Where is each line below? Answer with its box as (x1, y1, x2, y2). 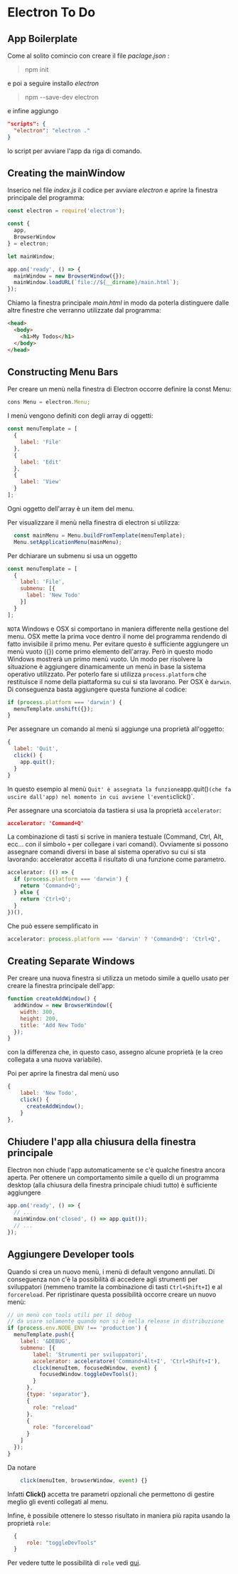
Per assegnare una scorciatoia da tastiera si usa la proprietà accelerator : (7, 806, 222, 814)
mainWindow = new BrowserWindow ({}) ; (13, 272, 126, 280)
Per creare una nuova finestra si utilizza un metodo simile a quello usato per (7, 974, 229, 982)
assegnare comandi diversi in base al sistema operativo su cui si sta (7, 848, 206, 856)
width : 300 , (20, 1008, 55, 1015)
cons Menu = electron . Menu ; (7, 399, 91, 406)
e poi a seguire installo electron (7, 79, 99, 88)
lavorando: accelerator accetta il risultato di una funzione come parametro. (7, 855, 227, 864)
